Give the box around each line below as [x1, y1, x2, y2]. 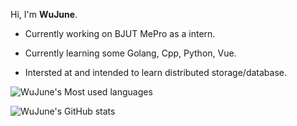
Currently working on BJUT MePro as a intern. [24, 28, 216, 39]
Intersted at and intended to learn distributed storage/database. [24, 67, 287, 78]
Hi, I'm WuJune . [10, 9, 78, 20]
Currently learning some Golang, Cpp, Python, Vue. [24, 47, 237, 59]
